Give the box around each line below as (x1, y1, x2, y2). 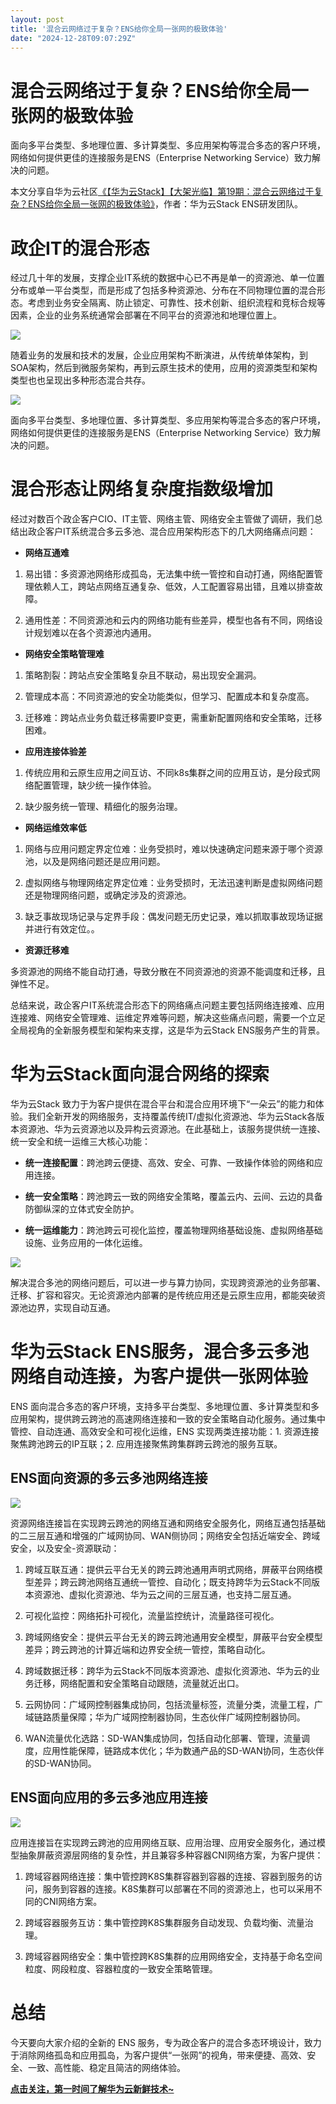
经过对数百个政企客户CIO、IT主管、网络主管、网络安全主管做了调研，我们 (10, 513, 315, 525)
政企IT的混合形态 (10, 237, 150, 260)
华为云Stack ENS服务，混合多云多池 (10, 1341, 310, 1363)
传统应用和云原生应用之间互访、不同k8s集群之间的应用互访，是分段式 (24, 767, 312, 779)
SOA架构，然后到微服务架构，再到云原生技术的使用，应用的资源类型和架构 (10, 362, 318, 374)
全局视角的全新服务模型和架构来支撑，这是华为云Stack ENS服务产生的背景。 (10, 1024, 326, 1036)
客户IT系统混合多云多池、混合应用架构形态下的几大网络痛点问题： (44, 526, 317, 538)
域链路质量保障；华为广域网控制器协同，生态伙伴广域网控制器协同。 (24, 1711, 306, 1723)
